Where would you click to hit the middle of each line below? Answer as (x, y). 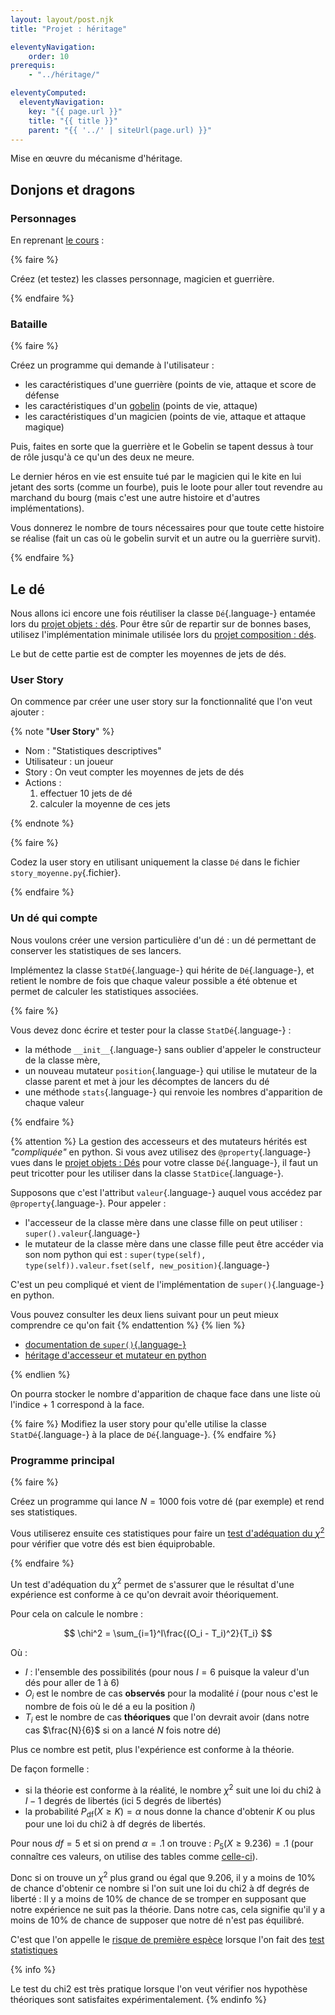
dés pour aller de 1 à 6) (72, 1683)
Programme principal (62, 1460)
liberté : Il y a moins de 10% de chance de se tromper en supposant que (158, 1898)
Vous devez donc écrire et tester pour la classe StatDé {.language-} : (151, 1030)
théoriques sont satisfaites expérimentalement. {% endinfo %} (139, 1999)
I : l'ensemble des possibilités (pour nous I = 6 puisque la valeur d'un (167, 1672)
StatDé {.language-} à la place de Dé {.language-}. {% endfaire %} (143, 1434)
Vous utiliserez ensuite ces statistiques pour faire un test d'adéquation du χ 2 (167, 1532)
